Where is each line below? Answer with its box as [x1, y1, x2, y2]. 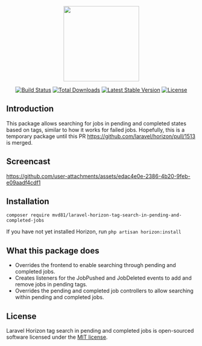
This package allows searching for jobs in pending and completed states [6, 119, 187, 127]
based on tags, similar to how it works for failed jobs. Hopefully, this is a [6, 126, 185, 133]
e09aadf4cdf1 [6, 178, 41, 186]
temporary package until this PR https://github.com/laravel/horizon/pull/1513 [6, 133, 196, 140]
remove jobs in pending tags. [14, 281, 87, 288]
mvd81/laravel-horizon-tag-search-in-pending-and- [52, 212, 182, 218]
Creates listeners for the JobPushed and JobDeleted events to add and [14, 274, 192, 282]
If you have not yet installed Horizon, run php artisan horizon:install [6, 228, 181, 235]
